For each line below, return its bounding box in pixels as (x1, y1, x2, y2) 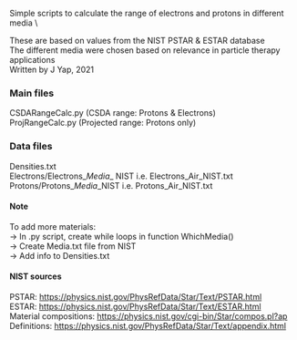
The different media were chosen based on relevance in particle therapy (9, 45, 281, 56)
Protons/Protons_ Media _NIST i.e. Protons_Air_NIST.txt (9, 180, 213, 191)
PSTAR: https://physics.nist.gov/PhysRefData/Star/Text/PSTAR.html (9, 292, 262, 302)
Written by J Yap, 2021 (9, 64, 95, 75)
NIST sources (9, 271, 62, 282)
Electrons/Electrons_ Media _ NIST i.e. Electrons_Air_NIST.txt (9, 170, 234, 181)
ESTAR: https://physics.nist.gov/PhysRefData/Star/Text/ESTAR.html (9, 301, 261, 312)
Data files (9, 140, 53, 153)
